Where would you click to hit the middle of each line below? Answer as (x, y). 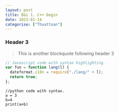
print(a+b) (17, 104)
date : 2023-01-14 (24, 19)
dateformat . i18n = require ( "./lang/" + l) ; (56, 72)
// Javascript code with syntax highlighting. (55, 63)
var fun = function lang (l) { (37, 68)
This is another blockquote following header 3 (66, 53)
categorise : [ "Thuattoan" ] (34, 24)
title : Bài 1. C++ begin (32, 15)
